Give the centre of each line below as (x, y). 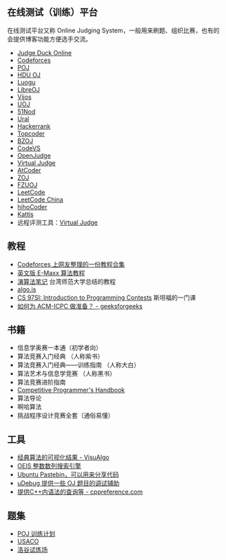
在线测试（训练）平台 (52, 12)
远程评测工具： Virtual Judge (57, 222)
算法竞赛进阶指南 (41, 383)
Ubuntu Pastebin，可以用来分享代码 (68, 474)
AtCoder (29, 170)
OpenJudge (34, 155)
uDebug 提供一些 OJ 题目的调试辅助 (68, 483)
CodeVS (29, 148)
